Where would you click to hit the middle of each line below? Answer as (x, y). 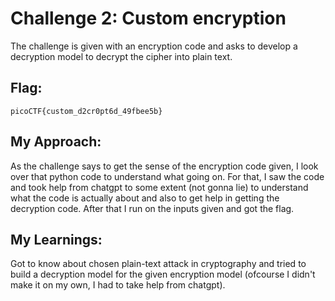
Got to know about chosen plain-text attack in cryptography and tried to (158, 264)
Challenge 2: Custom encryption (148, 18)
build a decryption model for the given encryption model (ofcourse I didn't (163, 274)
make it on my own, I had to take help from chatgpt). (118, 285)
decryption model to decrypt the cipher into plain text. (121, 56)
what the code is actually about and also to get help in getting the (145, 198)
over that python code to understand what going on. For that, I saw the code (167, 176)
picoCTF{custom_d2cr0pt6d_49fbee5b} (86, 111)
